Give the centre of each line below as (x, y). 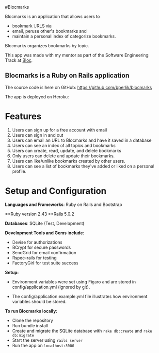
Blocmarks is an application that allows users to (53, 16)
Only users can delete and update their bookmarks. (63, 156)
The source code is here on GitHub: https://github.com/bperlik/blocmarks (79, 87)
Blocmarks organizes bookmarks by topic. (47, 46)
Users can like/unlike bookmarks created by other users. (68, 161)
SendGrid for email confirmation (44, 252)
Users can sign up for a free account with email (59, 130)
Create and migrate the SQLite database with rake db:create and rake (82, 331)
